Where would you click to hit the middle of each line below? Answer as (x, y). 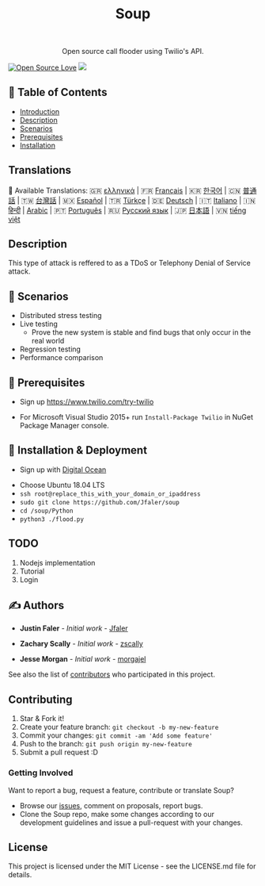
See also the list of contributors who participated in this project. (112, 674)
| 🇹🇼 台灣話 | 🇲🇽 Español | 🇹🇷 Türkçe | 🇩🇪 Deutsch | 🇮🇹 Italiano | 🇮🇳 (136, 200)
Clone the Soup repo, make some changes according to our (117, 814)
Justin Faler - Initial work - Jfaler (74, 628)
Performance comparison (61, 358)
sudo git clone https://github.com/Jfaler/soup (99, 502)
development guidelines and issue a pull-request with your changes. (131, 823)
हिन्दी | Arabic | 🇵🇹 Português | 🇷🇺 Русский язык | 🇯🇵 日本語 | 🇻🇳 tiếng (127, 210)
